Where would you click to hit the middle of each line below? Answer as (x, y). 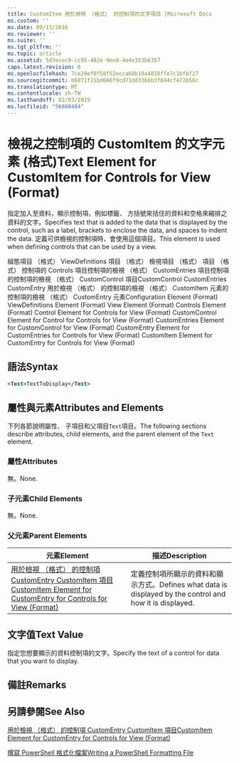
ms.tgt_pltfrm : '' (34, 47)
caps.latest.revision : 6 (44, 67)
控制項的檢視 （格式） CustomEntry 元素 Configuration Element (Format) (113, 297)
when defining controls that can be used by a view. (82, 246)
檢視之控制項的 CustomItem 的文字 (110, 144)
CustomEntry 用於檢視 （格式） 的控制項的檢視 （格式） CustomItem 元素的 (118, 288)
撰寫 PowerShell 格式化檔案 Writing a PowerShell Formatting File (101, 753)
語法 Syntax (33, 367)
